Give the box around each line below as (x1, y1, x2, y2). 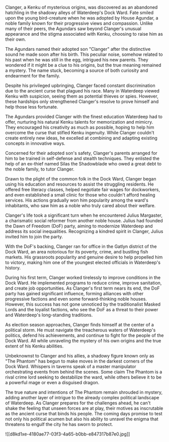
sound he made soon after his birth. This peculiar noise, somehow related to (5, 51, 163, 57)
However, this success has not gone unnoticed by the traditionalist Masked (5, 301, 161, 307)
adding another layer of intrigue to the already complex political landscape (5, 395, 159, 400)
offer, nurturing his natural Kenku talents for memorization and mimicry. (5, 119, 153, 125)
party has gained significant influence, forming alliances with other (5, 291, 144, 296)
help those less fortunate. (5, 104, 58, 110)
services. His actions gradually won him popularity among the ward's (5, 197, 148, 203)
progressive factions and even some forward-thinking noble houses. (5, 296, 147, 302)
